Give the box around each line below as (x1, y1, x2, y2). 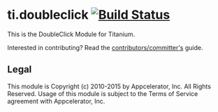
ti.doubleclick (7, 7, 89, 23)
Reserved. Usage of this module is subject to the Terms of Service (7, 89, 198, 97)
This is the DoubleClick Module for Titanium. (7, 30, 136, 38)
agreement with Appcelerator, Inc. (7, 97, 106, 105)
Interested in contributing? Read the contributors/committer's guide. (7, 43, 203, 51)
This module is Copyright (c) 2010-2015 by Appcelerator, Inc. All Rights (7, 82, 212, 90)
